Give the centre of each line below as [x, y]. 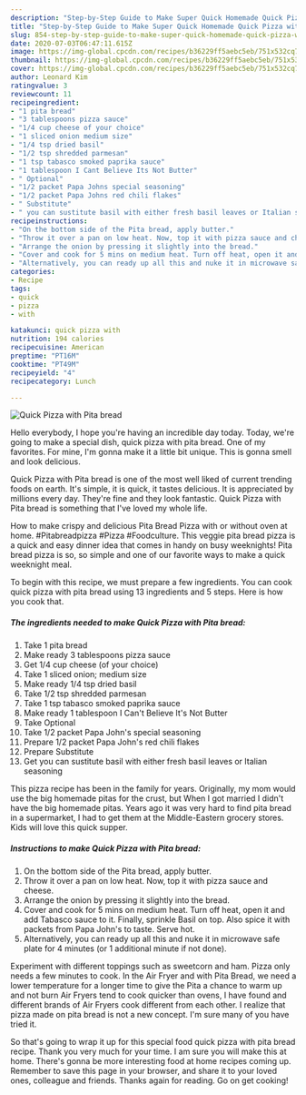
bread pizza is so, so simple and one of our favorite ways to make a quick [148, 555]
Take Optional [49, 723]
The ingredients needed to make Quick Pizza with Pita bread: [128, 622]
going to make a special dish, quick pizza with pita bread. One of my [138, 442]
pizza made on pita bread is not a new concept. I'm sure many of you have [150, 1015]
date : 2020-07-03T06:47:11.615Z [71, 43]
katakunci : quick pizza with [65, 330]
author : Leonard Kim [49, 77]
